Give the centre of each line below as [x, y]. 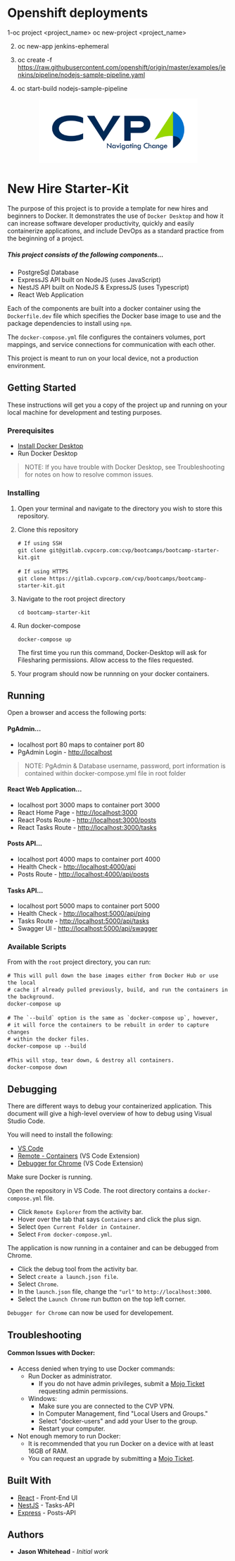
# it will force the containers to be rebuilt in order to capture [108, 1025]
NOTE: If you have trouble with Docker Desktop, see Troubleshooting [125, 467]
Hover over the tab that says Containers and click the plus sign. [109, 1219]
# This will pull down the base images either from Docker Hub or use [113, 976]
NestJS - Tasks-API [46, 1505]
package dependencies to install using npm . [70, 324]
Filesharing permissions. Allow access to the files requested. [105, 660]
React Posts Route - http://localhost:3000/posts [87, 820]
